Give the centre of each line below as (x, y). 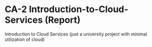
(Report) (63, 20)
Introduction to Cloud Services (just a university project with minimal (76, 34)
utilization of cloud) (25, 39)
